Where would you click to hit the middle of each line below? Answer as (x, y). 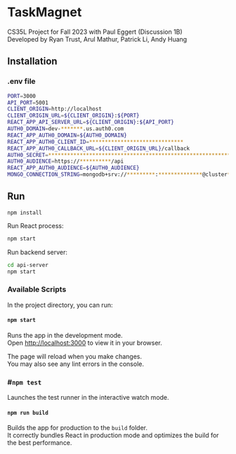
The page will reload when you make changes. (75, 356)
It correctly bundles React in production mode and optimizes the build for (113, 435)
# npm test (25, 382)
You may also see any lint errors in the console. (76, 364)
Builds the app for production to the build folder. (78, 428)
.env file (22, 82)
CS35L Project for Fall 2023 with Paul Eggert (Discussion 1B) (95, 32)
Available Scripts (37, 289)
